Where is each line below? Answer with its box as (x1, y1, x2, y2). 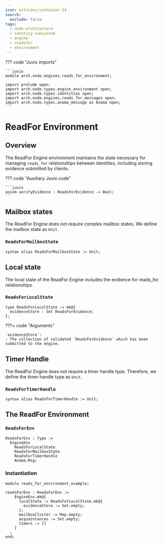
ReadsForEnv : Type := (5, 436, 53, 441)
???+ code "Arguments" (5, 322, 55, 328)
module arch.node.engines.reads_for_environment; (5, 73, 112, 79)
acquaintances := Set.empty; (18, 516, 80, 522)
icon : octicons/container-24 (5, 7, 67, 13)
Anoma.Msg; (14, 458, 37, 463)
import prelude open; (5, 82, 51, 87)
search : (5, 12, 22, 17)
